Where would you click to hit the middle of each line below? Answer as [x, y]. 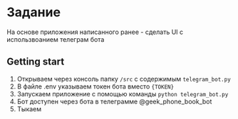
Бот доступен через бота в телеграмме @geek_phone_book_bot [114, 101]
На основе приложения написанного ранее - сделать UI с [95, 32]
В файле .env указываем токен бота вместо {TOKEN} [95, 86]
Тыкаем [29, 109]
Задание [34, 12]
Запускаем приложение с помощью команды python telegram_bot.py [123, 93]
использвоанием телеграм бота [56, 39]
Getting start [36, 62]
